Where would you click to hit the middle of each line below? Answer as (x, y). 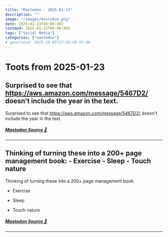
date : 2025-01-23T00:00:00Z (34, 24)
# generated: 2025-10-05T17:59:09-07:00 (48, 42)
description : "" (22, 14)
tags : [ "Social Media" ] (30, 33)
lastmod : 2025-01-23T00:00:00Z (38, 28)
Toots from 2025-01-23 (55, 67)
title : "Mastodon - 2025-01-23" (39, 10)
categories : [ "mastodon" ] (32, 38)
